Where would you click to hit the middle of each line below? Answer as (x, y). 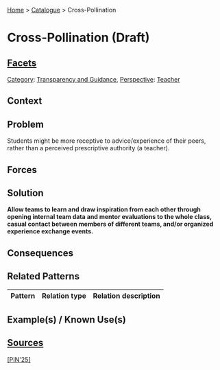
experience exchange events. (50, 231)
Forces (22, 170)
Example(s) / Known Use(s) (67, 320)
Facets (22, 63)
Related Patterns (44, 276)
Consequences (40, 253)
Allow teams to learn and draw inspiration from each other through (104, 209)
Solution (25, 193)
